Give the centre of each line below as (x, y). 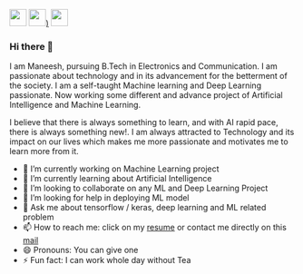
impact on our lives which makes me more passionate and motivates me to (149, 142)
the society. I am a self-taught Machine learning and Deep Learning (135, 85)
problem (38, 217)
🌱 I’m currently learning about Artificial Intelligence (117, 179)
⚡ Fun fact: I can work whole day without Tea (107, 260)
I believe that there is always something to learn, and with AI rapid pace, (144, 122)
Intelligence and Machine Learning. (75, 105)
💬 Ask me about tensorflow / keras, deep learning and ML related (144, 208)
